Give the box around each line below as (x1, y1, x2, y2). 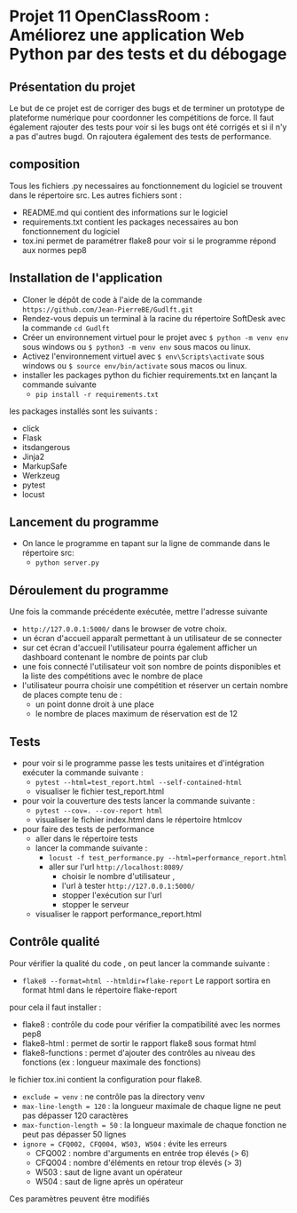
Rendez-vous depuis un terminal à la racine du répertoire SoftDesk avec (21, 313, 286, 323)
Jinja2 (21, 451, 45, 462)
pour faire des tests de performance (21, 824, 155, 835)
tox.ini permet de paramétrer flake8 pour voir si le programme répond (21, 235, 277, 246)
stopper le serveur (61, 900, 129, 910)
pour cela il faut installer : (9, 1002, 102, 1012)
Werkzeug (21, 470, 60, 480)
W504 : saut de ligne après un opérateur (35, 1176, 184, 1186)
